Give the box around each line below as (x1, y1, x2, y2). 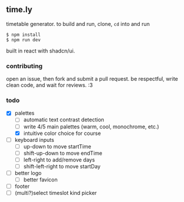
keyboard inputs (14, 136, 54, 143)
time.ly (6, 5, 32, 15)
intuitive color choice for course (23, 130, 101, 137)
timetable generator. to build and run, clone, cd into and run (6, 20, 150, 27)
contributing (6, 62, 43, 70)
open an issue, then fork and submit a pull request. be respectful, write (6, 75, 178, 82)
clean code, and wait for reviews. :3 (6, 82, 93, 89)
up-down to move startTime (23, 143, 91, 150)
